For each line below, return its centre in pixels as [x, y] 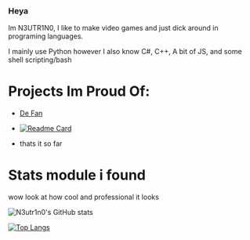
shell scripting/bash [40, 60]
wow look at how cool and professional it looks [83, 197]
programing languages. [46, 36]
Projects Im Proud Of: [79, 91]
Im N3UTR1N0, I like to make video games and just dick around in [113, 28]
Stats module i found [77, 175]
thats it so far [41, 144]
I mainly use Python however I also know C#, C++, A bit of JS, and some [125, 52]
